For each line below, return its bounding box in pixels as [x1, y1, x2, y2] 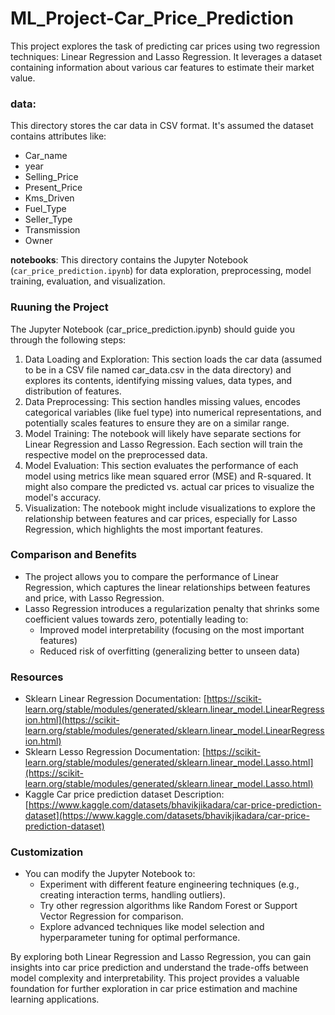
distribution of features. [24, 385, 122, 397]
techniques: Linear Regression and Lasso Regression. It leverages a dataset [10, 50, 323, 62]
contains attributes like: [10, 130, 107, 142]
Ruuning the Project [10, 300, 109, 314]
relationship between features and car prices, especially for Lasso [24, 512, 298, 524]
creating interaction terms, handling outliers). [39, 889, 226, 901]
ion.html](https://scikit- [24, 714, 120, 726]
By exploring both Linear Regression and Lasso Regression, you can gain [10, 951, 312, 963]
